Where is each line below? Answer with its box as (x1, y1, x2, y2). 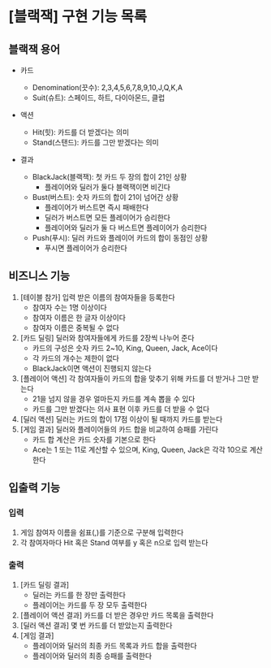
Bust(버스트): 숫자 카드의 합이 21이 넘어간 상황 (32, 193, 179, 202)
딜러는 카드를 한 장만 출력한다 (32, 590, 126, 600)
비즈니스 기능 (8, 269, 71, 283)
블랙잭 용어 (8, 42, 61, 56)
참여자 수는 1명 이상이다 (32, 302, 107, 312)
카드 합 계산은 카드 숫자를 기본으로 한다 (32, 434, 157, 444)
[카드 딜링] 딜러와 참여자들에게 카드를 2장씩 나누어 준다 (19, 332, 195, 342)
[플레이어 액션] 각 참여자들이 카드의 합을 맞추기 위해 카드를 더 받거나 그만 (19, 373, 251, 383)
